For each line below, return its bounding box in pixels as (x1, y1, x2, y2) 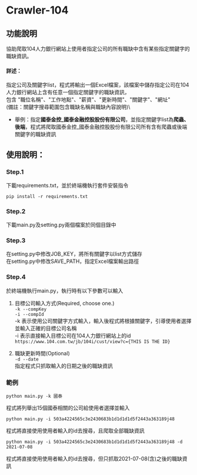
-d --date (14, 356, 39, 362)
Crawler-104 (6, 4, 69, 17)
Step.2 (6, 207, 26, 215)
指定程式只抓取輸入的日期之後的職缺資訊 (14, 362, 113, 369)
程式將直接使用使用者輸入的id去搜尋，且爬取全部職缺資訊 (6, 427, 145, 434)
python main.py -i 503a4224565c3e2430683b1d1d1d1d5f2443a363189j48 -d (6, 439, 183, 445)
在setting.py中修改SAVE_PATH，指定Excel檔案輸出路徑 (6, 258, 139, 265)
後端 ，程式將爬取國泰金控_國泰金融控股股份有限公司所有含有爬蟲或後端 (14, 123, 188, 130)
